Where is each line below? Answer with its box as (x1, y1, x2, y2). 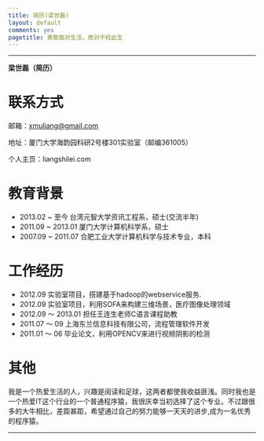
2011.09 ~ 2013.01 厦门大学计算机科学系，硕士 (19, 222, 169, 231)
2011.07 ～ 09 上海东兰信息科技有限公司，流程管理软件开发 (19, 319, 211, 329)
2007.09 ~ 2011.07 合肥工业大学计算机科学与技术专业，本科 (19, 232, 212, 242)
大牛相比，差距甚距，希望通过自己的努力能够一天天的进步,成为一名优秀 (21, 406, 251, 416)
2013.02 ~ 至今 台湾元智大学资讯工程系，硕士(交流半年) (19, 213, 199, 222)
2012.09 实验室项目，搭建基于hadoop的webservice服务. (19, 290, 202, 299)
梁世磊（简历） (8, 64, 57, 73)
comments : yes (8, 26, 55, 34)
